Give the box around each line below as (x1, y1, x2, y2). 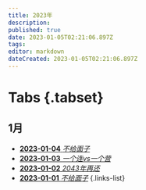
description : (8, 19, 51, 27)
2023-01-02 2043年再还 (19, 163, 100, 173)
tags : (8, 41, 26, 48)
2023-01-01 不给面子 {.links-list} (19, 173, 126, 182)
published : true (8, 26, 61, 34)
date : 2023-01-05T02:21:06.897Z (8, 33, 113, 41)
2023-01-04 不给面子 (19, 144, 91, 153)
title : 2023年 (8, 11, 53, 20)
